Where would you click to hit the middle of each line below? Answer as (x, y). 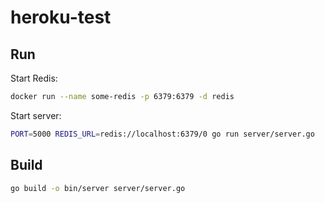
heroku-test (61, 17)
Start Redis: (34, 78)
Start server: (36, 115)
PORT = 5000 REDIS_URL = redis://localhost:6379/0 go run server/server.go (162, 134)
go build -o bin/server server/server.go (98, 188)
